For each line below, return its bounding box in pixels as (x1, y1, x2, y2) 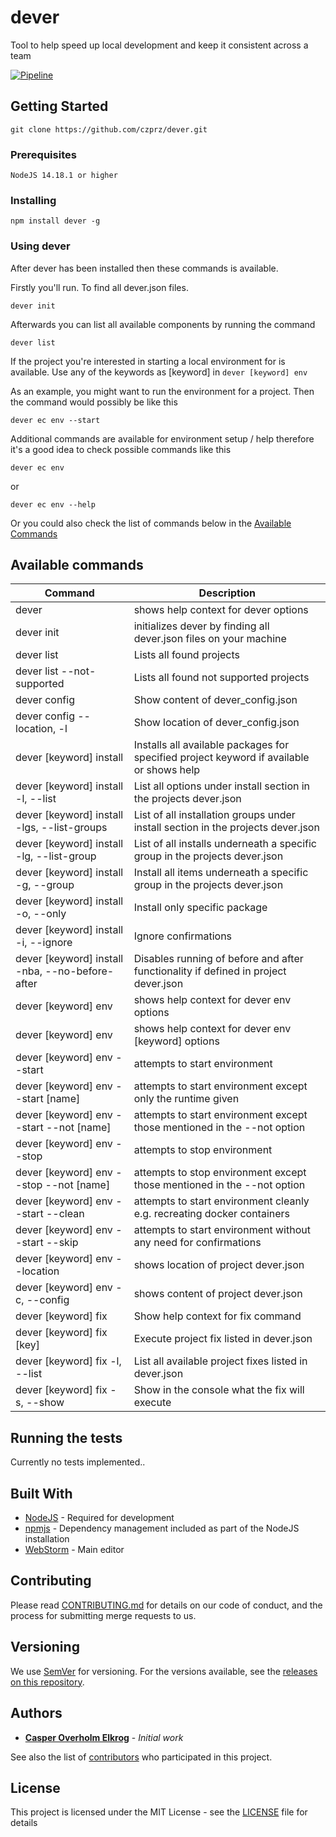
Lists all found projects (133, 648, 240, 662)
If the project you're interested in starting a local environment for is (10, 355, 286, 367)
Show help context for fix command (133, 1309, 302, 1323)
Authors (10, 1705, 63, 1722)
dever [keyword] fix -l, (15, 1354, 122, 1368)
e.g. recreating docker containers (133, 1207, 291, 1221)
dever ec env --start (10, 415, 101, 425)
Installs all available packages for (133, 738, 290, 752)
